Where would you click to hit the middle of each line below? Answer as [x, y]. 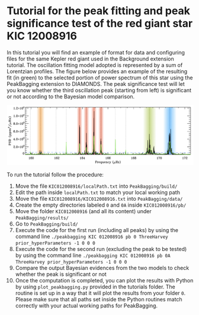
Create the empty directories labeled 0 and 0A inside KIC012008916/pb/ [101, 205]
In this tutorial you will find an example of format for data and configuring [96, 52]
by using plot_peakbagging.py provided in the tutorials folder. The [95, 287]
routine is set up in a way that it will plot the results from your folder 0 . [100, 293]
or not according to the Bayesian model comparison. [71, 97]
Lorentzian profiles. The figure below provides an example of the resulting [97, 71]
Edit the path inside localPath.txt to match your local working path [97, 192]
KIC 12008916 [42, 36]
